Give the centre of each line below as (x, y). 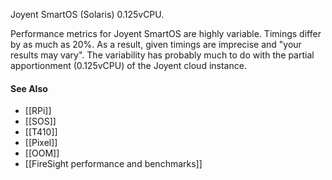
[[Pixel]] (41, 143)
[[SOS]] (40, 121)
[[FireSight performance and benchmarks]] (113, 164)
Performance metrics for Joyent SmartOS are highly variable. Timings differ (166, 33)
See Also (29, 88)
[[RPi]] (38, 111)
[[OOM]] (42, 153)
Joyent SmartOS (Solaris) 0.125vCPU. (87, 14)
